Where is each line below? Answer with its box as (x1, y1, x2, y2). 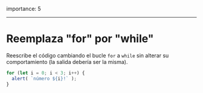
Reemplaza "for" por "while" (6, 32, 154, 46)
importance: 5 (6, 5, 41, 12)
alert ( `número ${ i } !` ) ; (11, 75, 77, 82)
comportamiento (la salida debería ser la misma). (6, 58, 128, 65)
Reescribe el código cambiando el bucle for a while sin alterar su (6, 51, 169, 59)
